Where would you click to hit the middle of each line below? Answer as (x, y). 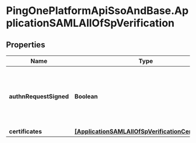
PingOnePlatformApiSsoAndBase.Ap (97, 11)
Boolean (86, 96)
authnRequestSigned (39, 96)
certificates (25, 131)
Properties (26, 45)
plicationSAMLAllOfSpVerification (90, 23)
